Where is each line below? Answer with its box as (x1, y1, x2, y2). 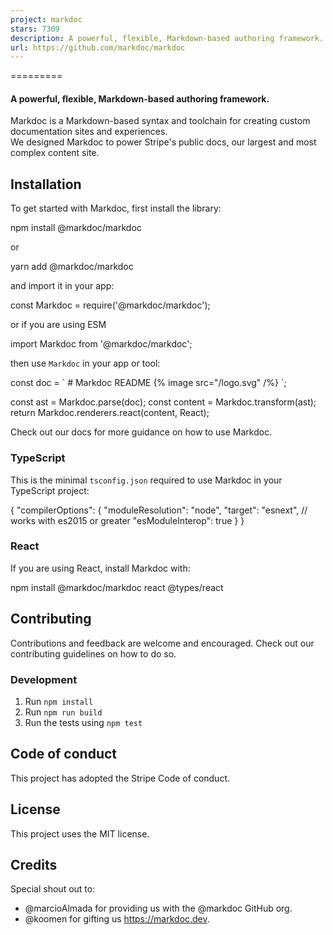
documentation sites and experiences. (10, 126, 168, 138)
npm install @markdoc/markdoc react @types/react (10, 581, 224, 593)
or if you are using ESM (10, 319, 107, 331)
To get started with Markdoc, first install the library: (10, 202, 222, 215)
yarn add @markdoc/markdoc (10, 261, 134, 273)
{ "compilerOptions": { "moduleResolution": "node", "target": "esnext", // (10, 504, 308, 516)
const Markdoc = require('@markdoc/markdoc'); (10, 299, 211, 311)
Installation (10, 176, 82, 193)
